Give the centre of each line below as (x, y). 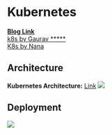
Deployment (34, 108)
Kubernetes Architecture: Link (52, 86)
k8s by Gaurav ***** (37, 38)
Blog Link (21, 31)
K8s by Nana (26, 46)
